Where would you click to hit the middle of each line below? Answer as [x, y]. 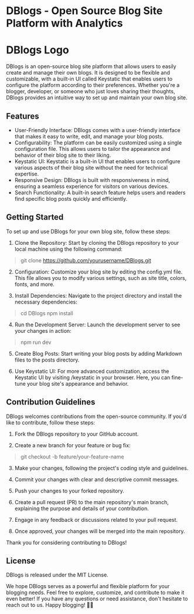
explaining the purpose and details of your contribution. [82, 508]
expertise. [27, 174]
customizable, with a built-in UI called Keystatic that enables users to [89, 79]
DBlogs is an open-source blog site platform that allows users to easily [91, 66]
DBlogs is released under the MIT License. [57, 575]
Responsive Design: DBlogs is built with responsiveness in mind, [92, 180]
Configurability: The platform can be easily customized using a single [98, 143]
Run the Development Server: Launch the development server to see [97, 325]
